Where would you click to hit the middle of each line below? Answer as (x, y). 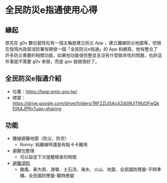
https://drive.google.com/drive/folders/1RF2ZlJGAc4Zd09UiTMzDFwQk (86, 103)
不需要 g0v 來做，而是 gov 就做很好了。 (59, 61)
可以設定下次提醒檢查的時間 (48, 157)
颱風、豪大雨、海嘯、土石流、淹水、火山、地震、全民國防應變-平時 (88, 169)
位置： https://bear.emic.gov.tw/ (45, 91)
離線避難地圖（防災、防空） (41, 138)
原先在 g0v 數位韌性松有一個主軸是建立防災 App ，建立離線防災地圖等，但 (81, 43)
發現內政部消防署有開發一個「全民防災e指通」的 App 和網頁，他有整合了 (83, 49)
